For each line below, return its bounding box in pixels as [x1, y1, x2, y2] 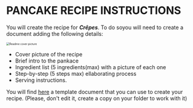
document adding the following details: [6, 30, 103, 37]
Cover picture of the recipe [15, 50, 83, 58]
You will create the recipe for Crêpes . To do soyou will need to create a [6, 24, 183, 31]
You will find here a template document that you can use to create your [6, 88, 183, 95]
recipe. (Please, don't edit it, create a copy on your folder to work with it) [6, 95, 188, 102]
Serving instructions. [15, 76, 67, 84]
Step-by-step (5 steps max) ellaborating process [15, 70, 137, 77]
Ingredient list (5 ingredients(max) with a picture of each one [15, 63, 166, 70]
